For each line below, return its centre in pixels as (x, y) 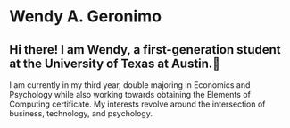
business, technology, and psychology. (81, 113)
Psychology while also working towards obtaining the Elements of (130, 94)
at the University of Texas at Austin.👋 (115, 63)
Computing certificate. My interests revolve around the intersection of (137, 104)
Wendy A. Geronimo (86, 17)
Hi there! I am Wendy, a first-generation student (145, 50)
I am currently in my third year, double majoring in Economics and (130, 85)
